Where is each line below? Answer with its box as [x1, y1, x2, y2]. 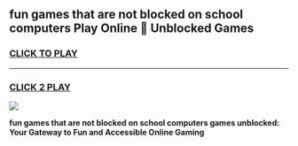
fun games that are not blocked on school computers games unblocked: [9, 117, 280, 127]
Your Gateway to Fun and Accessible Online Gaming [9, 127, 205, 137]
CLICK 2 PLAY [9, 81, 71, 93]
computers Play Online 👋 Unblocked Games [9, 21, 255, 36]
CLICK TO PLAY [9, 48, 78, 60]
